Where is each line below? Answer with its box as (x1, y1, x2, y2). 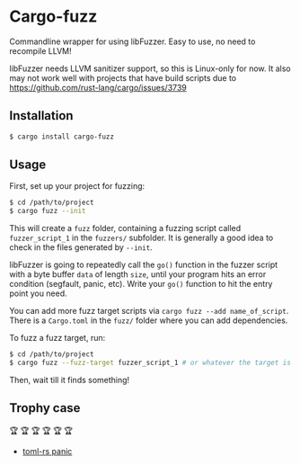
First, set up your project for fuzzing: (9, 181, 146, 192)
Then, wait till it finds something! (9, 374, 130, 385)
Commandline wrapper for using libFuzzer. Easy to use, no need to (9, 36, 256, 47)
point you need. (9, 288, 67, 299)
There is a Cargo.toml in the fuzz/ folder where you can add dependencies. (9, 315, 288, 326)
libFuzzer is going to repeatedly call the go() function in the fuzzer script (9, 259, 278, 271)
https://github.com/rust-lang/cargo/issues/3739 (9, 82, 187, 93)
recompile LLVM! (9, 45, 72, 56)
